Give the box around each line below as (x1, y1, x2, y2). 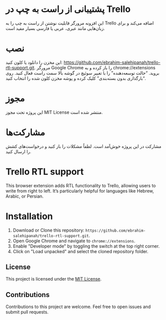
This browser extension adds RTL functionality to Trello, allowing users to (5, 182, 156, 188)
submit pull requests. (5, 309, 49, 315)
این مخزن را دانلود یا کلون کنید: (5, 59, 63, 65)
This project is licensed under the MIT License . (5, 276, 102, 282)
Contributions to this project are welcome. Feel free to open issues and (5, 304, 151, 310)
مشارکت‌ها (5, 127, 45, 138)
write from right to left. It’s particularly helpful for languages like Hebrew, (5, 188, 154, 194)
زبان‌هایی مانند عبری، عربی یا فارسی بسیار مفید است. (5, 25, 105, 31)
